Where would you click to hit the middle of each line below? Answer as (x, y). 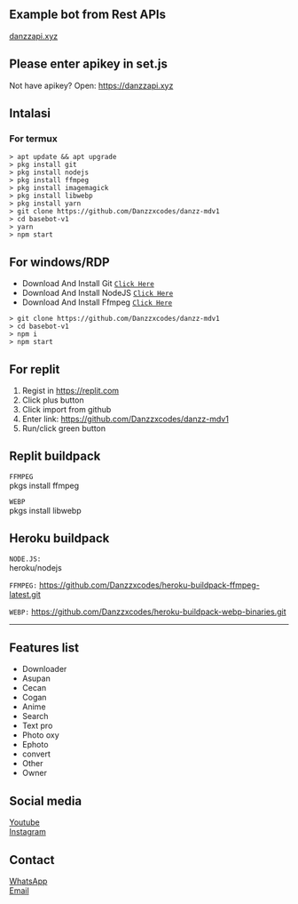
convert (36, 754)
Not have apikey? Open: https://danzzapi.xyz (91, 85)
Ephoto (35, 745)
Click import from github (67, 409)
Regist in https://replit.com (71, 390)
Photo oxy (40, 735)
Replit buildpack (55, 456)
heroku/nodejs (35, 567)
